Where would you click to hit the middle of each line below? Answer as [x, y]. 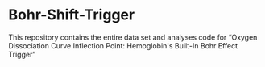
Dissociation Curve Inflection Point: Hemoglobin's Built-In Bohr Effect [123, 45]
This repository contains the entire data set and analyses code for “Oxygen [133, 37]
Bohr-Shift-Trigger [72, 15]
